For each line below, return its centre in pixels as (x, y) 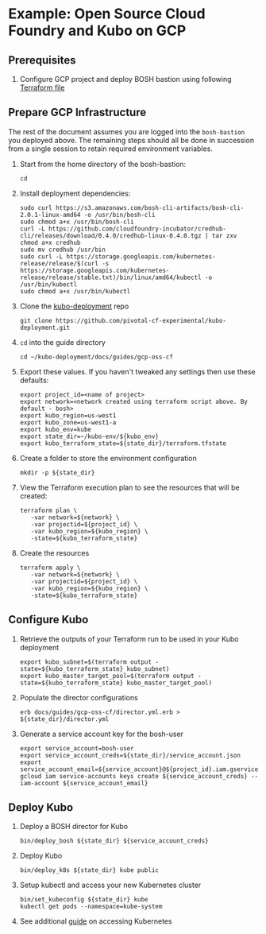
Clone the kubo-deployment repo (74, 306)
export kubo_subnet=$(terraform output (86, 662)
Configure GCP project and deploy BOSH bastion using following (125, 79)
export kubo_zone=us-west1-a (68, 422)
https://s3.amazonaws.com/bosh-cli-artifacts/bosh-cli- (150, 207)
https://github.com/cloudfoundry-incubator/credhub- (138, 229)
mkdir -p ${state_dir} (57, 473)
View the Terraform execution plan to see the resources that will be (129, 487)
